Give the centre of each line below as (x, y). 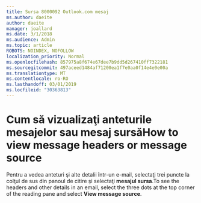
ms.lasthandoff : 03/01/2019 (42, 85)
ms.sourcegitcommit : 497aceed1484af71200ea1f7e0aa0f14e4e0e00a (87, 68)
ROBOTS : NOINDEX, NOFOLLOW (40, 51)
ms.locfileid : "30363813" (39, 90)
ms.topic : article (29, 46)
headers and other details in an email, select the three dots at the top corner (100, 187)
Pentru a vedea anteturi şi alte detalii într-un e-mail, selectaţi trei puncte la (98, 174)
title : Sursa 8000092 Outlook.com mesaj (58, 12)
